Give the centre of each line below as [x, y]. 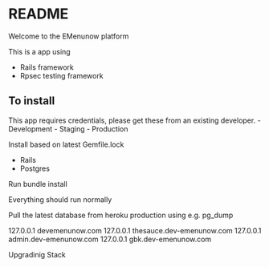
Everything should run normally [60, 199]
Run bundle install [38, 184]
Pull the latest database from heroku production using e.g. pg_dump [121, 215]
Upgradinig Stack [37, 254]
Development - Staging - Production [68, 128]
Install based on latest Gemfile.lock [66, 144]
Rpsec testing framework [61, 75]
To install [32, 101]
